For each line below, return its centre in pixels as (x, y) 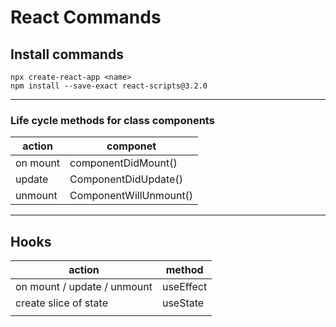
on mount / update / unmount (84, 287)
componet (131, 146)
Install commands (67, 54)
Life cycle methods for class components (112, 120)
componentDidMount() (123, 163)
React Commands (86, 17)
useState (183, 303)
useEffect (184, 287)
